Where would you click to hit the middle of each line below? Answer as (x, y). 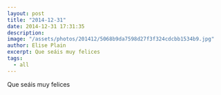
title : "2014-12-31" (37, 20)
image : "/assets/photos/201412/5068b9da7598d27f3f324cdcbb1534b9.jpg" (111, 39)
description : (26, 33)
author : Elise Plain (37, 45)
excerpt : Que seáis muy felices (54, 52)
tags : (15, 59)
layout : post (26, 13)
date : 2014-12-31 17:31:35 (46, 26)
